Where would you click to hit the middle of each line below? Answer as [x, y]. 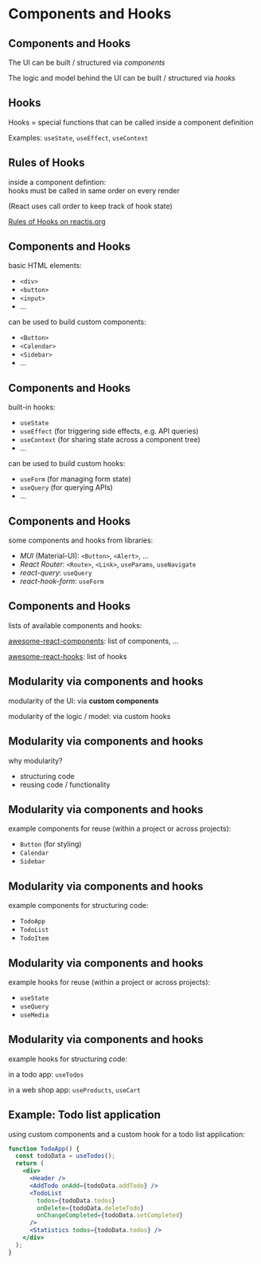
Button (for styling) [51, 844]
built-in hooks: [32, 407]
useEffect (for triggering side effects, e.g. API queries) [109, 431]
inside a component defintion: [57, 182]
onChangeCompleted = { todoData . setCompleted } [110, 1215]
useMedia [34, 1015]
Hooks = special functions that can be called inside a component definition [131, 122]
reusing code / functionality [65, 784]
